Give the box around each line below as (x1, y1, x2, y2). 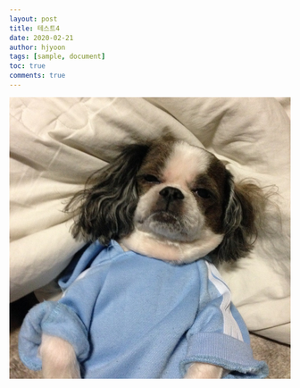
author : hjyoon (9, 43, 66, 52)
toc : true (9, 62, 46, 71)
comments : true (9, 72, 66, 80)
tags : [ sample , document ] (9, 52, 105, 62)
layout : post (9, 14, 58, 23)
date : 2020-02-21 (9, 33, 74, 42)
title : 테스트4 (9, 23, 61, 33)
